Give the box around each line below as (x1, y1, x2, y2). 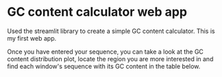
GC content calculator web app (7, 4, 187, 20)
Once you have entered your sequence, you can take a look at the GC (7, 47, 204, 56)
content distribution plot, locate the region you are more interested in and (7, 54, 214, 63)
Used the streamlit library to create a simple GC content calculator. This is (7, 27, 215, 35)
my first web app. (7, 34, 57, 42)
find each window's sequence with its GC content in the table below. (7, 62, 201, 70)
